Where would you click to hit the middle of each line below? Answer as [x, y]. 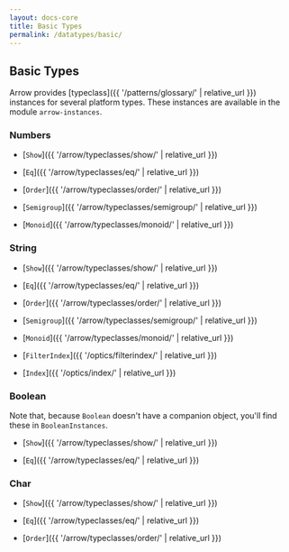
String [23, 248]
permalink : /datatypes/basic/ [66, 34]
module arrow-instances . [56, 112]
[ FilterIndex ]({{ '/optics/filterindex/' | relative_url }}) [120, 355]
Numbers [30, 135]
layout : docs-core [44, 18]
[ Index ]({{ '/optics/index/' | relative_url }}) [99, 373]
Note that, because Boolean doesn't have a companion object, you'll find [143, 416]
